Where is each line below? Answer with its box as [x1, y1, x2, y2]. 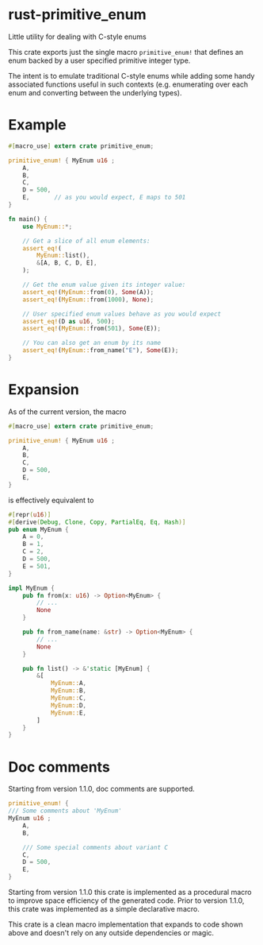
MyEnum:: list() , [36, 252, 90, 260]
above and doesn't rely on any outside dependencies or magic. [8, 928, 215, 937]
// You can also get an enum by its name [22, 339, 161, 347]
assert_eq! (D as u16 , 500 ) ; [22, 317, 115, 325]
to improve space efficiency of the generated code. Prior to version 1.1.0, [8, 896, 245, 905]
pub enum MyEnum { [8, 525, 69, 533]
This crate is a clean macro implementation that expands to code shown [8, 920, 243, 929]
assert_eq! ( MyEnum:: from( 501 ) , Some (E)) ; [22, 324, 161, 333]
